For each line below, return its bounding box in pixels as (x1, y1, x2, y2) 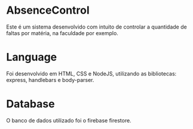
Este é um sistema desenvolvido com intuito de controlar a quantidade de (6, 23, 187, 30)
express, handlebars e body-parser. (6, 76, 94, 83)
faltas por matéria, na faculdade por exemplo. (6, 29, 118, 36)
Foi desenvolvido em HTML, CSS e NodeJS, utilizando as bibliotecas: (6, 70, 177, 77)
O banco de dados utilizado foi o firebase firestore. (6, 117, 131, 124)
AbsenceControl (6, 4, 90, 17)
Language (6, 51, 57, 64)
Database (6, 97, 55, 111)
